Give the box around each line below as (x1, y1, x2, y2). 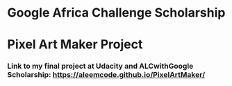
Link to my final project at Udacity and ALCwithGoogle (7, 61, 194, 71)
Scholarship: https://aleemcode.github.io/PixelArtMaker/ (7, 70, 206, 80)
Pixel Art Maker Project (7, 37, 143, 53)
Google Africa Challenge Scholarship (7, 5, 226, 21)
